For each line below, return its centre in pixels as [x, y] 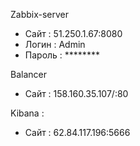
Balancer [28, 74]
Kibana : [27, 113]
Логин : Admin [55, 44]
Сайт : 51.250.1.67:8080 [73, 33]
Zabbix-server [40, 14]
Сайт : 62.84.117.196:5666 [77, 132]
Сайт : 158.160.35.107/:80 [76, 93]
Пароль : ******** [62, 55]
